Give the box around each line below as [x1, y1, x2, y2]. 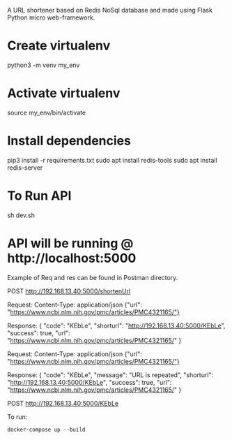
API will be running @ [7, 235, 134, 251]
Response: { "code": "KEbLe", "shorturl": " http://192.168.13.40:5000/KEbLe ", [7, 321, 226, 330]
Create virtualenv [7, 38, 111, 54]
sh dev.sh [7, 211, 36, 219]
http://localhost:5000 [7, 250, 137, 266]
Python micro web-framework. [7, 13, 95, 22]
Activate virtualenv [7, 85, 121, 101]
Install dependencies [7, 133, 131, 149]
